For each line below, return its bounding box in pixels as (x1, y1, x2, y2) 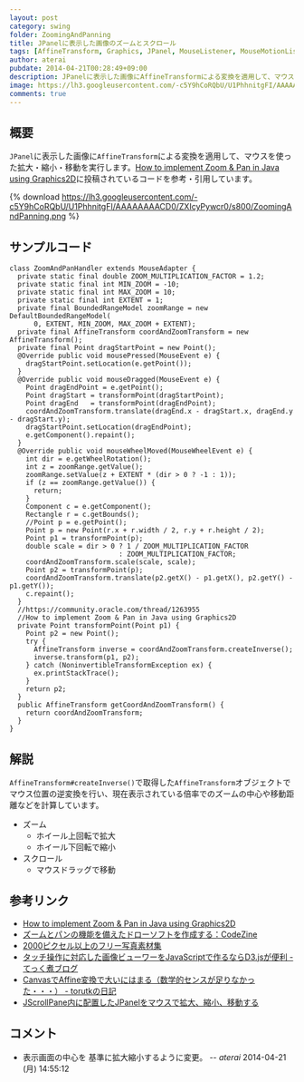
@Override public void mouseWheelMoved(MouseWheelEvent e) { (17, 446, 253, 456)
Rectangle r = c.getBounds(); (25, 510, 140, 520)
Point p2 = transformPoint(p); (25, 566, 144, 575)
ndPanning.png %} (9, 210, 80, 222)
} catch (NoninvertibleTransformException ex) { (25, 661, 213, 670)
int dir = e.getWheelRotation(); (25, 454, 152, 463)
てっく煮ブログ (22, 962, 79, 973)
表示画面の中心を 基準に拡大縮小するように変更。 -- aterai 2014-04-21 (22, 1051, 287, 1062)
